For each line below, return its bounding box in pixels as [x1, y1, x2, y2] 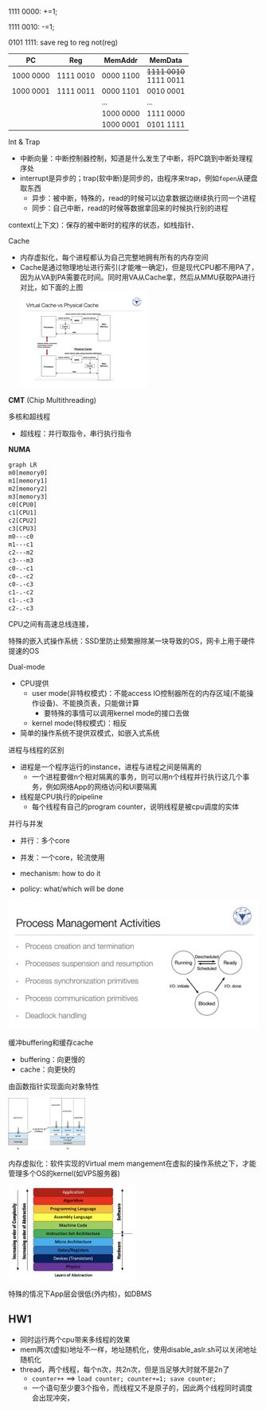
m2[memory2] [8, 485, 48, 493]
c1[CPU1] [8, 509, 37, 517]
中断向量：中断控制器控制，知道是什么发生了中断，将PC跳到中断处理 [19, 154, 246, 163]
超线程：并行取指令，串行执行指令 [19, 429, 132, 439]
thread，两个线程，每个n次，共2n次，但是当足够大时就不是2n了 [19, 1365, 230, 1374]
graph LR [8, 461, 37, 469]
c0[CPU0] [8, 501, 37, 509]
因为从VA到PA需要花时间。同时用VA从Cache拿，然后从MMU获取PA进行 [19, 272, 256, 282]
